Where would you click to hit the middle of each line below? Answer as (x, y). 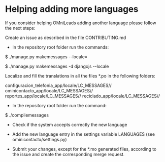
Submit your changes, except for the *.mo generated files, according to (84, 149)
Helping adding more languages (72, 9)
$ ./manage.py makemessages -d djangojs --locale (57, 66)
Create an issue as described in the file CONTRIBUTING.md (66, 38)
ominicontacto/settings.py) (40, 139)
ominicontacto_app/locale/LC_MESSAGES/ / (49, 90)
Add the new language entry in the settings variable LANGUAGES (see (83, 134)
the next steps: (20, 28)
